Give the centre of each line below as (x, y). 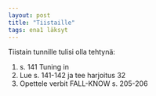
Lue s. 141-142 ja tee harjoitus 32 (73, 76)
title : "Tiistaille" (42, 23)
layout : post (29, 15)
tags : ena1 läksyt (38, 30)
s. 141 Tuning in (44, 67)
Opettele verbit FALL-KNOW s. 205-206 (83, 84)
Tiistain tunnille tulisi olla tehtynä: (62, 52)
